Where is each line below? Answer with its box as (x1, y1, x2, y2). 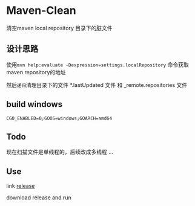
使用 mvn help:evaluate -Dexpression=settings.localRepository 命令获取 (6, 61, 189, 68)
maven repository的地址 (6, 68, 67, 76)
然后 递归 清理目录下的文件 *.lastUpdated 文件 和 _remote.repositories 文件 (6, 81, 188, 88)
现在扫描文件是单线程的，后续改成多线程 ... (6, 149, 114, 156)
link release (6, 182, 35, 190)
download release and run (6, 194, 71, 201)
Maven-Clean (6, 4, 77, 18)
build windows (6, 99, 62, 109)
